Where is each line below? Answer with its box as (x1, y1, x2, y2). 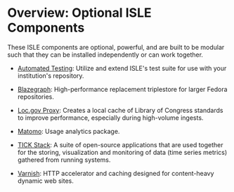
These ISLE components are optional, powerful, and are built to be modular (7, 43, 225, 51)
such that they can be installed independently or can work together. (7, 50, 204, 59)
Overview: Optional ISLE (7, 5, 152, 21)
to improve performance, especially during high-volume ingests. (17, 114, 204, 122)
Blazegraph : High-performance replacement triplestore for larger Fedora (17, 85, 228, 93)
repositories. (17, 92, 54, 101)
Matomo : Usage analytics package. (17, 127, 120, 135)
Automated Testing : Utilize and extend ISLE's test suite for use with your (17, 64, 227, 72)
